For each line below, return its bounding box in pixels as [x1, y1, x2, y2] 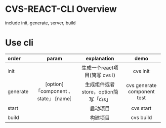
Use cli [5, 37, 34, 48]
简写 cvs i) [91, 72, 116, 79]
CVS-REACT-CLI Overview [5, 3, 117, 15]
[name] [55, 95, 72, 102]
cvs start [131, 105, 152, 112]
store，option [81, 88, 114, 95]
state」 [37, 95, 54, 102]
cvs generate [126, 82, 157, 88]
